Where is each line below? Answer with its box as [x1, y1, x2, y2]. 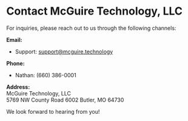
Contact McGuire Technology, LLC [6, 4, 183, 18]
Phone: [6, 60, 25, 67]
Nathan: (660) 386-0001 [15, 71, 77, 78]
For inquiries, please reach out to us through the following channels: [6, 24, 176, 32]
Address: [6, 83, 30, 91]
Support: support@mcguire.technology [15, 47, 113, 55]
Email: [6, 36, 22, 43]
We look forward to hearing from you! [6, 108, 100, 115]
